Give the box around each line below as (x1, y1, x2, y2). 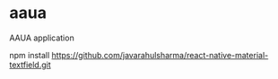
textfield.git (9, 59, 51, 70)
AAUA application (9, 32, 74, 43)
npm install (9, 49, 50, 60)
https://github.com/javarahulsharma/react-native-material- (51, 49, 269, 60)
